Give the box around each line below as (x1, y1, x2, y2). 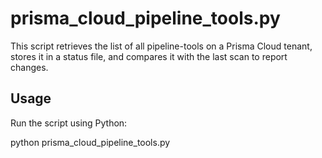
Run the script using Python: (10, 117, 128, 129)
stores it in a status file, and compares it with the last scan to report (10, 50, 288, 62)
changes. (10, 61, 49, 73)
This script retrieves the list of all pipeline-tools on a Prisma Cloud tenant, (10, 40, 313, 52)
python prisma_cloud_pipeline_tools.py (10, 136, 171, 148)
